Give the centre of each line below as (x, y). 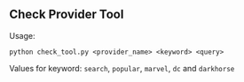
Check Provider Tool (67, 15)
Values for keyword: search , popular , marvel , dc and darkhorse (122, 68)
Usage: (22, 35)
